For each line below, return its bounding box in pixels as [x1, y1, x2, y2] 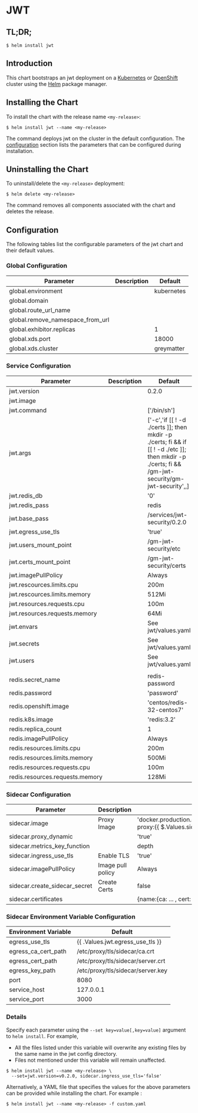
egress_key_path [9, 966, 56, 975]
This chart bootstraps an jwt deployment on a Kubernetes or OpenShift [6, 74, 178, 81]
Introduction [6, 58, 53, 68]
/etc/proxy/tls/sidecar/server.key [76, 966, 168, 975]
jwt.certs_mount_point [9, 558, 71, 566]
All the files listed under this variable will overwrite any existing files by [14, 1044, 187, 1051]
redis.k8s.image [9, 715, 54, 723]
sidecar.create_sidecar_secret [9, 882, 93, 890]
